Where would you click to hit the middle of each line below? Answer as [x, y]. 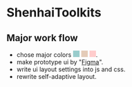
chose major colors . [57, 55]
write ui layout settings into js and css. [71, 69]
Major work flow [42, 38]
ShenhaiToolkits [54, 13]
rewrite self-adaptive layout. [57, 76]
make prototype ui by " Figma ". [60, 62]
